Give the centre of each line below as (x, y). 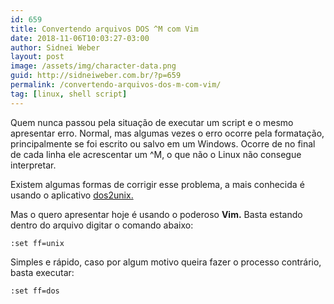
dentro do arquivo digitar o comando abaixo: (102, 225)
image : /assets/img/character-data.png (93, 66)
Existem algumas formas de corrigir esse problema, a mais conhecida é (157, 184)
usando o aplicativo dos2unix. (72, 195)
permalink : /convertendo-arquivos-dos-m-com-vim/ (116, 85)
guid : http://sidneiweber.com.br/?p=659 (96, 76)
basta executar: (42, 272)
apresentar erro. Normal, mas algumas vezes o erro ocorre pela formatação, (167, 133)
